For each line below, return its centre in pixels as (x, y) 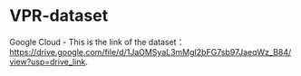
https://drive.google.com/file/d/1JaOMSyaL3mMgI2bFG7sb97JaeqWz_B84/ (150, 52)
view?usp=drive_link (48, 62)
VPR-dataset (59, 16)
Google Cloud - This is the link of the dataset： (97, 42)
